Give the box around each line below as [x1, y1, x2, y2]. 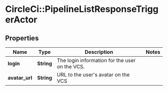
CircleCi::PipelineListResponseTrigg [5, 3, 158, 15]
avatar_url [7, 75, 32, 81]
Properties [5, 34, 39, 42]
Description [84, 49, 113, 55]
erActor [5, 14, 37, 25]
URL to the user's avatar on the [56, 71, 130, 78]
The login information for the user [56, 57, 136, 64]
